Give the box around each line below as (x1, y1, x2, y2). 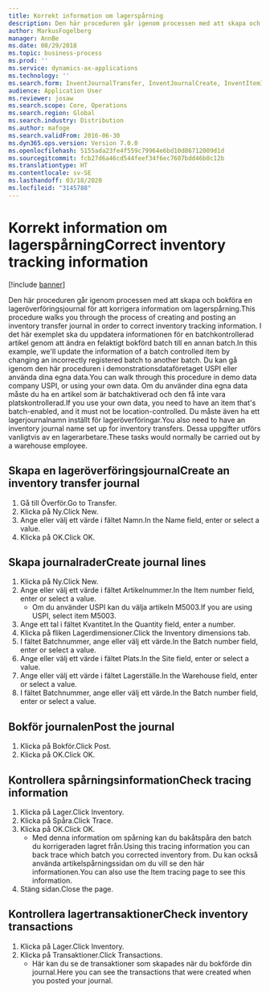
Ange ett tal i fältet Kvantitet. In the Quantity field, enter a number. (19, 619, 235, 629)
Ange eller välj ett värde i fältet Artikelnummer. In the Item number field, (19, 585, 255, 595)
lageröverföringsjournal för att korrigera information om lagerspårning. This (8, 304, 256, 313)
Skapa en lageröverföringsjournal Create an (8, 464, 231, 478)
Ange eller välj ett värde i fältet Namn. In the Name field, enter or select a (19, 515, 260, 524)
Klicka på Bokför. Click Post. (19, 742, 112, 751)
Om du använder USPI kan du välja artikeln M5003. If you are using (31, 602, 253, 612)
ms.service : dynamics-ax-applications (8, 64, 138, 72)
